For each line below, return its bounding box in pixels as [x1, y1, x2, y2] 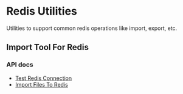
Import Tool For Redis [6, 42, 89, 52]
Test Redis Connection [15, 74, 72, 82]
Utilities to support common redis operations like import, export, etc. [6, 24, 178, 32]
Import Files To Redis [15, 81, 68, 88]
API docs [6, 60, 33, 69]
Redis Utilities [6, 4, 77, 18]
